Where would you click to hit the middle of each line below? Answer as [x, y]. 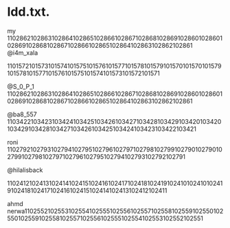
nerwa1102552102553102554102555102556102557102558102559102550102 [115, 211]
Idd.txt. [28, 12]
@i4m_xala [23, 53]
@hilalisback [25, 170]
